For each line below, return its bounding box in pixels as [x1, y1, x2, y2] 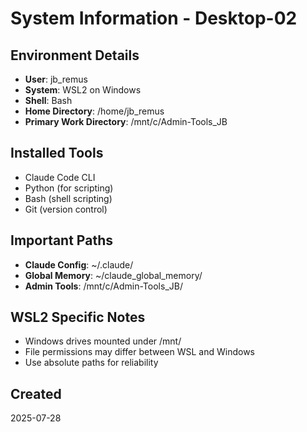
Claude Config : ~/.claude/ [24, 258, 134, 271]
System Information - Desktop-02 [10, 7, 298, 30]
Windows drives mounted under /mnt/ [24, 335, 182, 347]
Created [10, 385, 62, 402]
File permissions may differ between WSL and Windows [24, 346, 255, 358]
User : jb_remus [24, 73, 88, 85]
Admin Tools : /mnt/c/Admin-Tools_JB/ [24, 280, 183, 292]
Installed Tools [10, 145, 104, 162]
